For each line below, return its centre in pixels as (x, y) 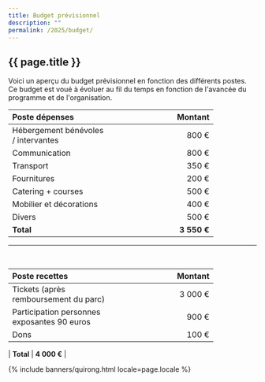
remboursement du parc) (58, 299)
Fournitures (34, 179)
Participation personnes (56, 312)
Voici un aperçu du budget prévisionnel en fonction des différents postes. (127, 81)
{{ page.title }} (45, 62)
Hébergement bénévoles (58, 131)
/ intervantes (35, 140)
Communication (41, 153)
